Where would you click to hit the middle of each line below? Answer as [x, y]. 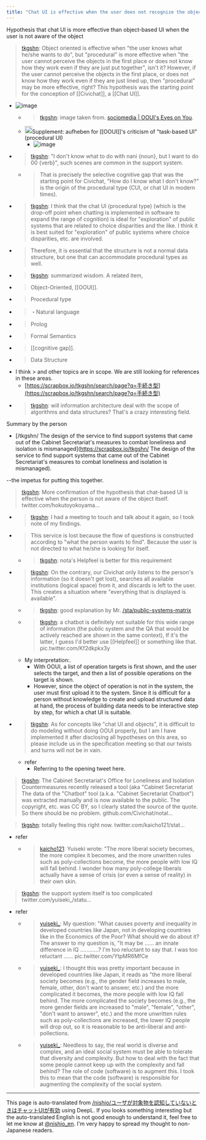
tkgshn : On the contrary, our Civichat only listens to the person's [112, 572]
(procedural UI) [44, 138]
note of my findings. [56, 524]
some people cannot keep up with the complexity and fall [112, 1065]
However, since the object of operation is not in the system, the [113, 686]
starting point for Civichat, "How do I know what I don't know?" [119, 181]
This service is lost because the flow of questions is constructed [112, 536]
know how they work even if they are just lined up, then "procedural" [108, 80]
